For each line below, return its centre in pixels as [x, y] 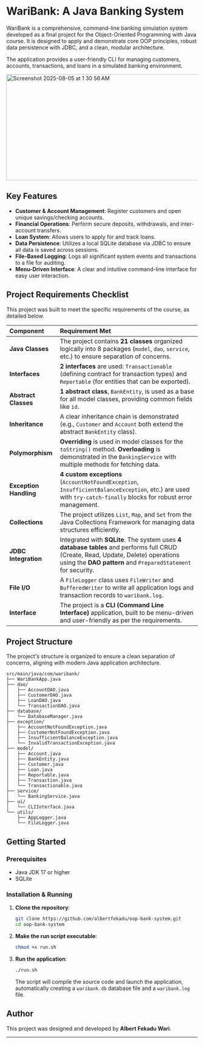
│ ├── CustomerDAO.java [39, 695]
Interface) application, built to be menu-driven [127, 613]
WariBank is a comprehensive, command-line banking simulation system [97, 28]
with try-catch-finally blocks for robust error [126, 497]
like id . [70, 406]
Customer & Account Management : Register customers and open [98, 211]
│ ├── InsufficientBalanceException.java [62, 738]
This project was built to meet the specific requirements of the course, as [98, 309]
